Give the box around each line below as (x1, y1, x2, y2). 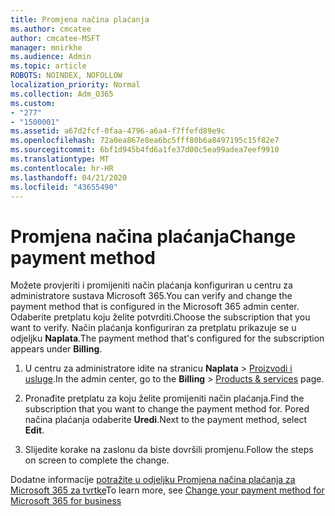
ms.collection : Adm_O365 (10, 89, 114, 99)
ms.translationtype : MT (10, 154, 110, 164)
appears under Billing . (10, 343, 103, 355)
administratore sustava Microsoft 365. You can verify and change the (10, 290, 293, 302)
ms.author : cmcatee (10, 24, 92, 34)
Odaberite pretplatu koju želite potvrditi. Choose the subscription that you (10, 311, 311, 323)
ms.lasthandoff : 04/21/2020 (10, 172, 128, 183)
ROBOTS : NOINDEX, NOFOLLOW (10, 71, 123, 81)
